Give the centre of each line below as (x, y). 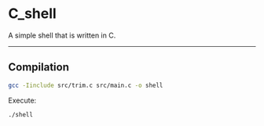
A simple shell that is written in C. (62, 35)
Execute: (22, 100)
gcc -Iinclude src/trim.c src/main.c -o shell (86, 85)
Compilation (38, 67)
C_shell (32, 14)
